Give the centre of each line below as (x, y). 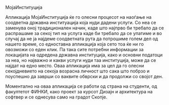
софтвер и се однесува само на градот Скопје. (56, 97)
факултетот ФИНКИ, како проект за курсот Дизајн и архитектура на (79, 92)
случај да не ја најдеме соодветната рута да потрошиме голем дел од (82, 39)
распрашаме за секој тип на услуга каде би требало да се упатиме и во (84, 33)
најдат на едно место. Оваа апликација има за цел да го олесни (75, 66)
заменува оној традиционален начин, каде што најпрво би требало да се (84, 28)
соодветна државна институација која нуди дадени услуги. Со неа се (81, 23)
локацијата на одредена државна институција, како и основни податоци (84, 55)
